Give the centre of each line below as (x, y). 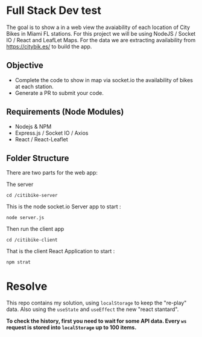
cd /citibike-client (32, 240)
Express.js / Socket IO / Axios (52, 133)
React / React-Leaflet (41, 139)
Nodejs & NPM (33, 126)
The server (20, 184)
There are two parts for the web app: (52, 173)
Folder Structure (38, 158)
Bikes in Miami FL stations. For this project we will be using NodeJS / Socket (101, 33)
